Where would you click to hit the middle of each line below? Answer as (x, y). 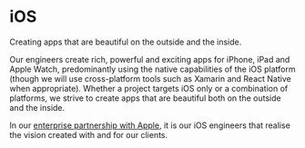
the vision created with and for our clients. (89, 134)
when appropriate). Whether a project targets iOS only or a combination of (149, 88)
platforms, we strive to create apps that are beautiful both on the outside (145, 98)
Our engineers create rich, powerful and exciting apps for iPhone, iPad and (150, 59)
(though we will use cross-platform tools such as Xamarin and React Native (150, 78)
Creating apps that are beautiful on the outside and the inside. (126, 42)
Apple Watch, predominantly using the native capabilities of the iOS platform (152, 69)
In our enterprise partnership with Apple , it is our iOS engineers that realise (150, 125)
